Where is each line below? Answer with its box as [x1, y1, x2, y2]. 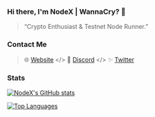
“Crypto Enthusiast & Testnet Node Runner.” [23, 23, 149, 31]
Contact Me [7, 40, 47, 50]
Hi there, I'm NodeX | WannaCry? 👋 [7, 7, 126, 17]
